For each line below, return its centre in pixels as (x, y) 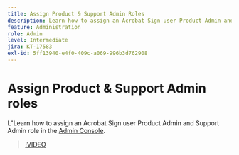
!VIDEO (35, 144)
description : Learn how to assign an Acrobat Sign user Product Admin (114, 21)
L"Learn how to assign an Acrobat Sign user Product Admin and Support (113, 123)
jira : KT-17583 (30, 47)
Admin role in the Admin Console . (56, 130)
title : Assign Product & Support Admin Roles (76, 14)
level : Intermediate (38, 40)
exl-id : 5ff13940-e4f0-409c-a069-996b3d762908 (78, 54)
